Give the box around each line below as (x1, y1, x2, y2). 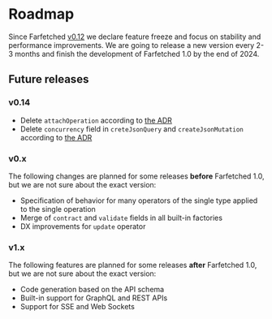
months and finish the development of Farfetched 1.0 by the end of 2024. (15, 49, 260, 58)
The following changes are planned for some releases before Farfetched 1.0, (8, 171, 265, 181)
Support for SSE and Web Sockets (19, 302, 136, 312)
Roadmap (8, 5, 75, 24)
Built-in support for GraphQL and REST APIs (19, 293, 168, 303)
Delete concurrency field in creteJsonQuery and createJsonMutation (19, 123, 244, 134)
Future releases (8, 72, 89, 86)
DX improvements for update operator (19, 221, 146, 231)
